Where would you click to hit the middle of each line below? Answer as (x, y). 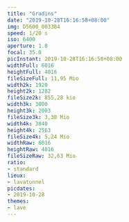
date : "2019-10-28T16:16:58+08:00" (59, 20)
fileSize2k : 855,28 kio (42, 98)
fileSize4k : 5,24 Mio (38, 136)
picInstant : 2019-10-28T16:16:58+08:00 (65, 59)
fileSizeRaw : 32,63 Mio (42, 156)
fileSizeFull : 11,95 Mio (43, 78)
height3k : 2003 (29, 111)
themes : (18, 201)
